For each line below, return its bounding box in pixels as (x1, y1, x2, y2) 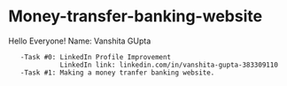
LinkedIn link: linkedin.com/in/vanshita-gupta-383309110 (59, 60, 278, 69)
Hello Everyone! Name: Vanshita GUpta (8, 35, 151, 46)
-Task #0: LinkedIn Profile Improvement (19, 52, 172, 61)
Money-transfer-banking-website (8, 6, 263, 27)
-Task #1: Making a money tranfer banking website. (19, 68, 215, 77)
